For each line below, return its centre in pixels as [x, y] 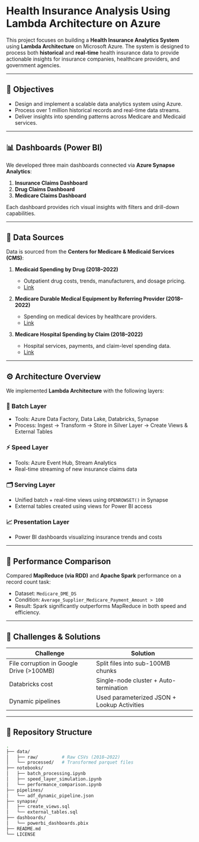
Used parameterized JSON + [136, 697]
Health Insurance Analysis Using [88, 11]
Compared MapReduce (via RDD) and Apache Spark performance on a [94, 576]
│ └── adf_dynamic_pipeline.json [50, 796]
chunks [106, 671]
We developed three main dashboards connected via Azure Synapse [91, 165]
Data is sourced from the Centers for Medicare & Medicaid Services [90, 252]
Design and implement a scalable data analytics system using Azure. [98, 104]
